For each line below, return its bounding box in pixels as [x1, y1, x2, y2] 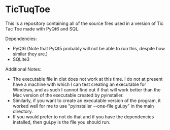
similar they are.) [12, 51, 48, 57]
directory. [12, 108, 33, 114]
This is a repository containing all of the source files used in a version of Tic [5, 20, 164, 26]
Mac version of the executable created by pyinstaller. [12, 92, 124, 98]
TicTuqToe [5, 4, 51, 15]
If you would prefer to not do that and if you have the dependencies [12, 113, 154, 120]
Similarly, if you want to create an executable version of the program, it [12, 97, 161, 104]
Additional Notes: [5, 66, 42, 72]
